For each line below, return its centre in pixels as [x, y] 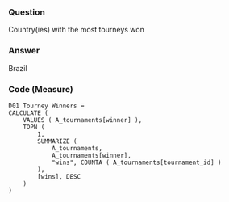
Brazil [18, 68]
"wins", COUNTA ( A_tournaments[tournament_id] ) [136, 162]
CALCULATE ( [28, 113]
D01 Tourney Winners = [46, 106]
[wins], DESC [59, 176]
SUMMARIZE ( [58, 141]
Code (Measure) [41, 89]
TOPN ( [34, 127]
